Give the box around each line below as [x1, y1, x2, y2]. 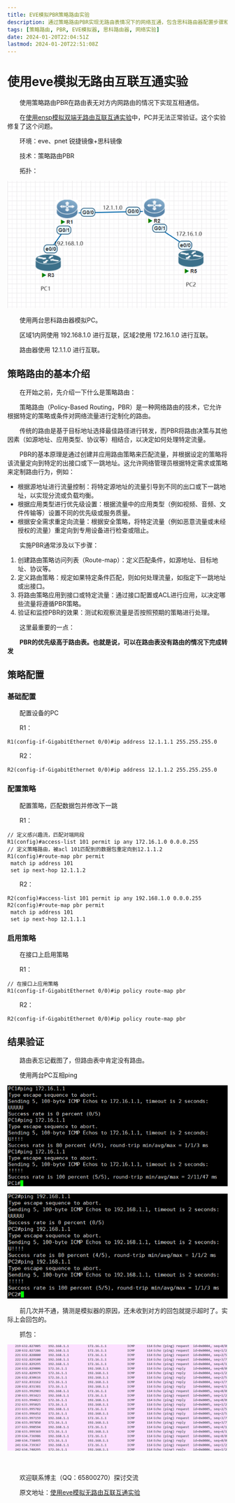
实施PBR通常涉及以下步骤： [19, 540, 99, 549]
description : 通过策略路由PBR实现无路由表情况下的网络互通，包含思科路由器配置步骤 [7, 18, 225, 26]
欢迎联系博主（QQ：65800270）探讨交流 [19, 1474, 138, 1482]
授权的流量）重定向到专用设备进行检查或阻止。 [17, 526, 152, 534]
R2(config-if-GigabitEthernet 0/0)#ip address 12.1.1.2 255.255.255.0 [7, 766, 218, 774]
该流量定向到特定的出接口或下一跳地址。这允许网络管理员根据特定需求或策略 [7, 459, 228, 467]
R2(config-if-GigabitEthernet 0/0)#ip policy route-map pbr [7, 1016, 187, 1023]
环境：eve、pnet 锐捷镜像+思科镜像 [19, 137, 122, 145]
